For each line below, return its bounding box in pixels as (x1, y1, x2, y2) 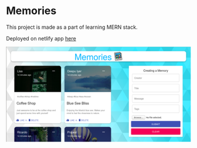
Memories (6, 4, 57, 18)
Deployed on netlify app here (6, 35, 76, 42)
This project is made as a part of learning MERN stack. (6, 23, 138, 31)
